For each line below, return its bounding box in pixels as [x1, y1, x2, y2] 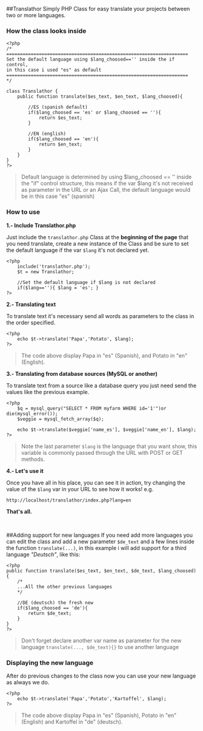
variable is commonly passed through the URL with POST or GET [21, 449, 184, 456]
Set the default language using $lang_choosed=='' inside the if [6, 56, 175, 63]
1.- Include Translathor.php [6, 222, 76, 229]
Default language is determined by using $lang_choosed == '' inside [21, 173, 192, 181]
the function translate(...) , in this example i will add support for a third [6, 544, 187, 551]
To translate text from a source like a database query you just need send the [6, 382, 197, 389]
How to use [6, 208, 41, 216]
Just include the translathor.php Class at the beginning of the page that [6, 233, 189, 240]
